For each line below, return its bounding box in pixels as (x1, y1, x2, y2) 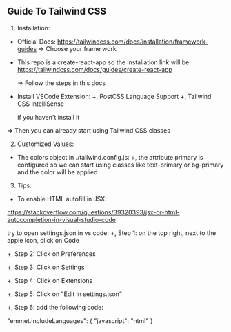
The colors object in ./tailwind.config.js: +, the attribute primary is (17, 153, 203, 161)
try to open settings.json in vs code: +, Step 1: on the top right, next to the (7, 228, 217, 237)
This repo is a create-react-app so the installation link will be (17, 58, 190, 66)
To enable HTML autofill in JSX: (17, 194, 107, 203)
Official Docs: (17, 37, 57, 46)
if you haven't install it (17, 113, 80, 121)
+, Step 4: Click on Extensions (7, 276, 93, 284)
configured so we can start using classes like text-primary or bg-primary (17, 160, 224, 169)
